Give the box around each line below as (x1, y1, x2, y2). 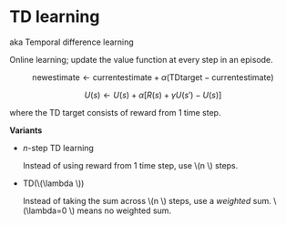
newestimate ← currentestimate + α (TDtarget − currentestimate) (31, 71, 275, 83)
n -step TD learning (22, 142, 94, 153)
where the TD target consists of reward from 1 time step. (9, 107, 221, 118)
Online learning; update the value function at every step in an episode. (9, 54, 273, 65)
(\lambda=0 (22, 205, 67, 216)
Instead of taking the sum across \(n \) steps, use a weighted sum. (22, 195, 271, 206)
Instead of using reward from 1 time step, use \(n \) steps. (22, 159, 239, 170)
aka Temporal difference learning (9, 36, 134, 47)
